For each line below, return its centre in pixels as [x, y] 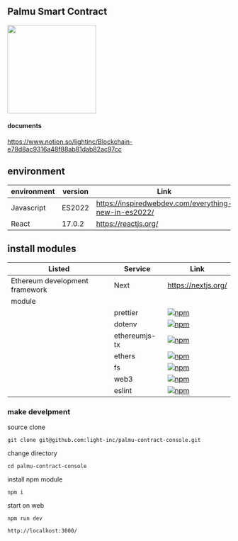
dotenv [125, 324]
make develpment [39, 411]
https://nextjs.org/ [197, 285]
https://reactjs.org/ [127, 224]
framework [29, 290]
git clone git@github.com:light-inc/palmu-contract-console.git [104, 440]
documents [25, 126]
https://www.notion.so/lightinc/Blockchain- [70, 142]
